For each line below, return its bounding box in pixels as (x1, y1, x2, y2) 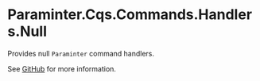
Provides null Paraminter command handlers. (7, 48, 155, 58)
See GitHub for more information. (7, 64, 117, 73)
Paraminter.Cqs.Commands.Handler (7, 6, 252, 24)
